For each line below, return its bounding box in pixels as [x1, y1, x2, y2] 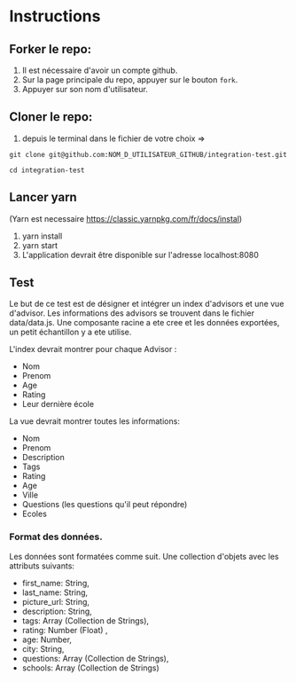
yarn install [21, 231, 63, 241]
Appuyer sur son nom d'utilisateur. [21, 84, 148, 94]
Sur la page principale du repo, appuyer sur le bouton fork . [21, 74, 238, 85]
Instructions [9, 6, 101, 27]
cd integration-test [9, 166, 86, 175]
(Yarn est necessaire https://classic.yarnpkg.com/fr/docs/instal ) [9, 213, 243, 223]
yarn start [21, 239, 58, 250]
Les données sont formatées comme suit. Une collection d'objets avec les [9, 551, 279, 561]
